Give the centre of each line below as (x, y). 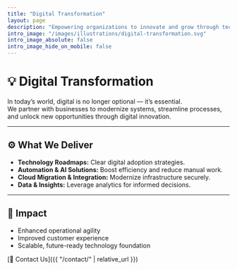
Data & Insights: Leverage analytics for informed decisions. (104, 185)
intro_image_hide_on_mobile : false (60, 47)
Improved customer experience (63, 238)
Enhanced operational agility (59, 231)
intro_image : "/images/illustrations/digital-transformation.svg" (107, 33)
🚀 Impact (27, 213)
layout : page (26, 20)
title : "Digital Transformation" (56, 14)
